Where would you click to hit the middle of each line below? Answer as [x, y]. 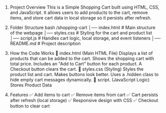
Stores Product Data [31, 85]
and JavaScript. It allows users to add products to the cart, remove [79, 12]
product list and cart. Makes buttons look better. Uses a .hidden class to [84, 74]
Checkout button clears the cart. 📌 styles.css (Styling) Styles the [77, 69]
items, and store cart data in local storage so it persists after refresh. [81, 18]
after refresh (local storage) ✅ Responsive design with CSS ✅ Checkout [84, 100]
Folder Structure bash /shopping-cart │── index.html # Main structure [82, 27]
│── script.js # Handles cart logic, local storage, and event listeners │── [85, 38]
